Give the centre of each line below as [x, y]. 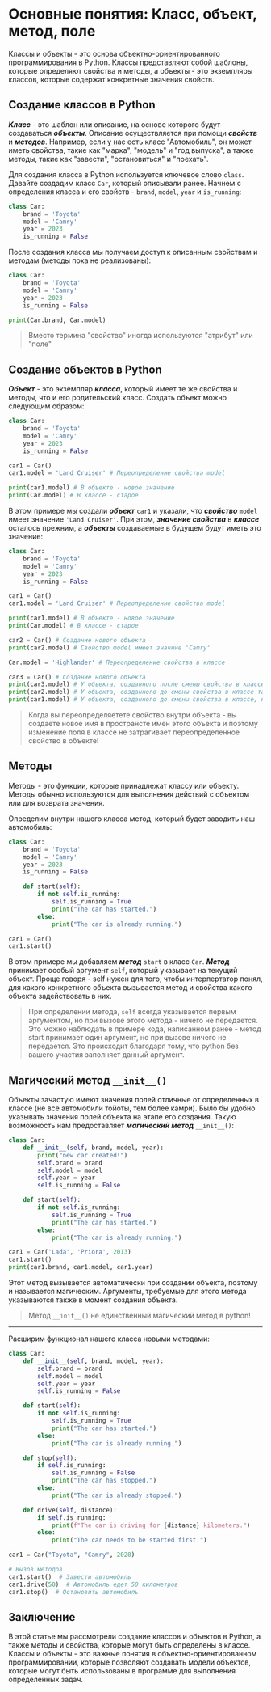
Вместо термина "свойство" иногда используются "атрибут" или [141, 336]
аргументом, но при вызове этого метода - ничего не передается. [143, 1021]
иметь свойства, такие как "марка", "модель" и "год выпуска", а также [131, 150]
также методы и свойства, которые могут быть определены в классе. [129, 1645]
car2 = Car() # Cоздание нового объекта [77, 640]
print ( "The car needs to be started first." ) [129, 1540]
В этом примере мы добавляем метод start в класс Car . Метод [119, 962]
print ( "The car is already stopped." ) [117, 1495]
